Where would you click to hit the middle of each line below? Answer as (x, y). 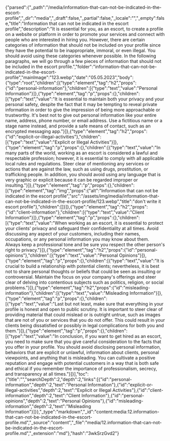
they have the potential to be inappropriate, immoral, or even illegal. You (80, 50)
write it (154, 201)
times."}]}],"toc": (71, 374)
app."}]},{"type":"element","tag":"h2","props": (100, 131)
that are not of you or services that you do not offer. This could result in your (85, 320)
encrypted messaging (28, 131)
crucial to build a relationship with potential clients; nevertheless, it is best (82, 266)
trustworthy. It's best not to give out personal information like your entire (81, 115)
